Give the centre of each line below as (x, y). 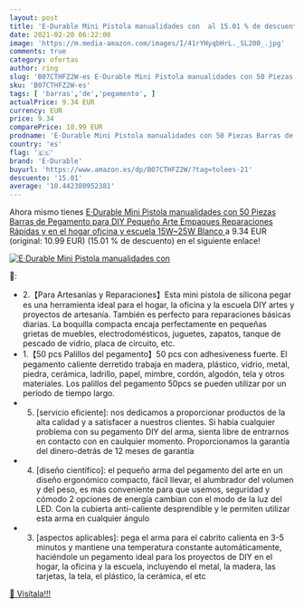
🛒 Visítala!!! (30, 594)
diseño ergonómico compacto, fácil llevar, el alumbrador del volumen (165, 480)
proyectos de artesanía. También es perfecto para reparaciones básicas (157, 314)
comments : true (38, 52)
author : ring (34, 69)
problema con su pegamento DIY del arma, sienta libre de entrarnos (162, 432)
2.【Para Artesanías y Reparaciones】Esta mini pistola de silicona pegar (157, 294)
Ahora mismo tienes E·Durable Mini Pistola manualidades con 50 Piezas (143, 212)
